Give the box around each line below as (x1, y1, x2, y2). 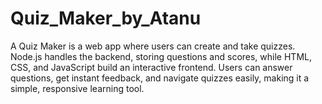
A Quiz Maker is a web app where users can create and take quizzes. (10, 40, 296, 52)
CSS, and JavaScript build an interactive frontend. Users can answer (10, 61, 293, 73)
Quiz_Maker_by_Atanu (10, 7, 202, 30)
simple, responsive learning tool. (10, 82, 145, 94)
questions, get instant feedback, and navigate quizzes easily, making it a (10, 72, 310, 84)
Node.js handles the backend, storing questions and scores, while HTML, (10, 50, 312, 62)
